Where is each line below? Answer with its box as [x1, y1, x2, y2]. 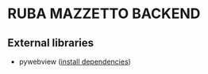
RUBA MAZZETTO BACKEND [7, 5, 201, 23]
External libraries [7, 36, 94, 50]
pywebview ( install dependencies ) [18, 57, 132, 66]
